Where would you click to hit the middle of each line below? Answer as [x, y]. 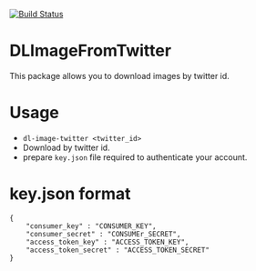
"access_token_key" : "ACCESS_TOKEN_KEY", [108, 242]
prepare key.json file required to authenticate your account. [135, 157]
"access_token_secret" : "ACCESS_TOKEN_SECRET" [118, 250]
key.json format [70, 194]
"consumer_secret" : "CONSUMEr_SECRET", [103, 234]
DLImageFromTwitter [90, 51]
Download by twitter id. [67, 147]
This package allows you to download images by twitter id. [119, 75]
